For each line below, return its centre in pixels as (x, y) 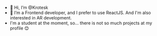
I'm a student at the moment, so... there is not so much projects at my (81, 23)
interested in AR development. (41, 18)
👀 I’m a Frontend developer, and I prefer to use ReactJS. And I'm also (80, 13)
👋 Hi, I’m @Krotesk (29, 8)
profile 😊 (19, 28)
